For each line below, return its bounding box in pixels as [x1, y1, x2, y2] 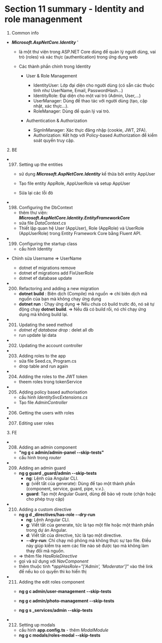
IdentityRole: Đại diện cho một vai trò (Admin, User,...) [33, 93, 141, 98]
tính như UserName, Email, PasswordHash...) [33, 87, 123, 93]
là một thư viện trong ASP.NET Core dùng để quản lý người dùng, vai [18, 49, 156, 55]
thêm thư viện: [18, 210, 48, 215]
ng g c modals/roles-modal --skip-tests [18, 632, 100, 638]
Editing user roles [18, 420, 54, 426]
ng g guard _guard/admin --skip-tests [18, 470, 97, 476]
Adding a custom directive [18, 506, 71, 512]
